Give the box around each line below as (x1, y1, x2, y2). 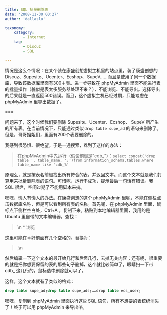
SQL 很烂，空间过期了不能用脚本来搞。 (5, 184, 85, 190)
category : (14, 30, 35, 35)
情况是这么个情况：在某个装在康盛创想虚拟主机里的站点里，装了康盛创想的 (5, 67, 158, 73)
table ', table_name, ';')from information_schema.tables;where (17, 158, 154, 163)
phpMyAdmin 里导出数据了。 (5, 98, 65, 105)
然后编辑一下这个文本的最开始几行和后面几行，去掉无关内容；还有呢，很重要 (5, 255, 162, 261)
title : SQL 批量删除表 (5, 7, 49, 12)
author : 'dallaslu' (5, 16, 46, 21)
